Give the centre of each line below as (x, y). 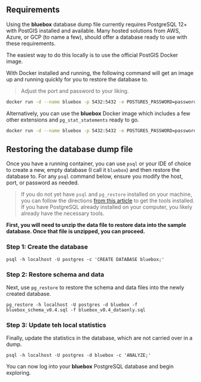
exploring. (19, 373)
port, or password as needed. (43, 183)
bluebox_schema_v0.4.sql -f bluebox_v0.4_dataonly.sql (76, 310)
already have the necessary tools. (63, 213)
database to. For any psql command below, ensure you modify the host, (95, 177)
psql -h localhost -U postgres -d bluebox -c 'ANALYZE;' (79, 356)
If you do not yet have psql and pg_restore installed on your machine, (106, 195)
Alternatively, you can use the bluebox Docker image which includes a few (98, 113)
